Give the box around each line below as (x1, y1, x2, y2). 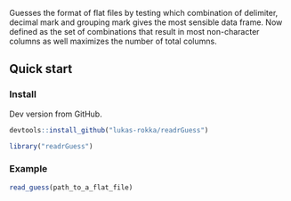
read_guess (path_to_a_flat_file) (9, 182, 133, 192)
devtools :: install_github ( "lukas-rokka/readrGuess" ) (9, 125, 209, 134)
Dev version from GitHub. (9, 109, 102, 119)
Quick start (9, 61, 73, 76)
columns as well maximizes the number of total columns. (9, 36, 217, 46)
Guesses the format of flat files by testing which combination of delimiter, (9, 8, 279, 18)
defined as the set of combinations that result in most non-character (9, 27, 260, 36)
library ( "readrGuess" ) (9, 141, 93, 150)
